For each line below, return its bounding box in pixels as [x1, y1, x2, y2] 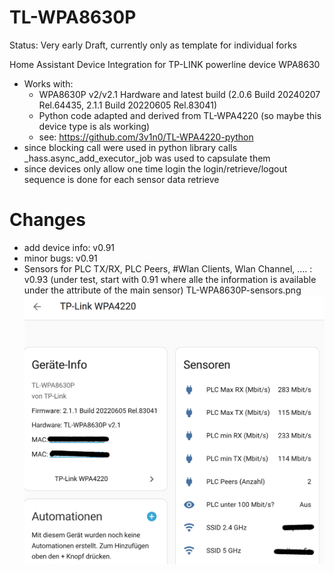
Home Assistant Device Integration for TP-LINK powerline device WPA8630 [9, 58, 321, 70]
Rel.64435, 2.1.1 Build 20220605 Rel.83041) [38, 99, 218, 111]
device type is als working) [38, 120, 151, 132]
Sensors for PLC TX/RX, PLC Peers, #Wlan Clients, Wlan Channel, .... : [23, 262, 313, 275]
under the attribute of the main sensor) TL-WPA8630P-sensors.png [23, 284, 302, 296]
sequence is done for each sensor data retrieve [23, 173, 220, 185]
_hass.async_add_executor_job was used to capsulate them [23, 152, 271, 164]
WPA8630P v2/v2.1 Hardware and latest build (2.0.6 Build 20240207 [38, 88, 321, 100]
